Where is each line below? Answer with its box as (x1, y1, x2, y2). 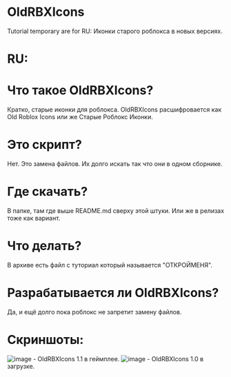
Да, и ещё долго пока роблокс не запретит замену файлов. (7, 307, 182, 316)
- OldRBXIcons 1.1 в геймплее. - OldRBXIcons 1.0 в (33, 354, 204, 363)
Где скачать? (7, 184, 88, 200)
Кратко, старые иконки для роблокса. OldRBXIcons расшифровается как (7, 105, 222, 114)
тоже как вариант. (7, 214, 61, 222)
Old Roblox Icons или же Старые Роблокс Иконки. (7, 113, 154, 121)
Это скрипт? (7, 137, 83, 152)
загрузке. (7, 362, 35, 370)
